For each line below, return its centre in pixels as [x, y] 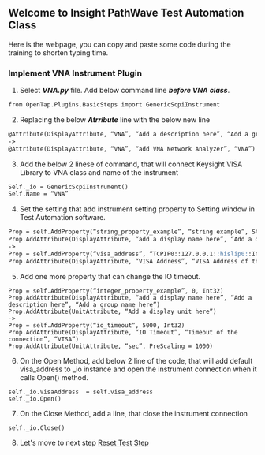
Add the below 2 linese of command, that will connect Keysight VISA [131, 164]
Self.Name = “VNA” [38, 194]
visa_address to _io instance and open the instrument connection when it [138, 369]
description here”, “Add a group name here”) [84, 304]
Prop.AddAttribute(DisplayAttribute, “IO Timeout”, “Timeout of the [123, 332]
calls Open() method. [54, 377]
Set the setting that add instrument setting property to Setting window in [137, 209]
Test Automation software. [63, 218]
